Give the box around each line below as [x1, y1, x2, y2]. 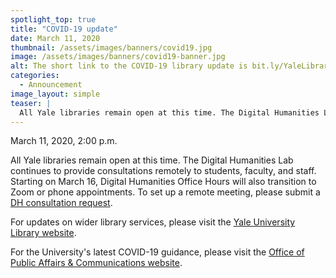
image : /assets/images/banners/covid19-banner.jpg [10, 52, 226, 62]
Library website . [10, 227, 77, 239]
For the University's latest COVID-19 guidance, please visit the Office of [10, 246, 305, 258]
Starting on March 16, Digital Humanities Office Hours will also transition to [10, 176, 317, 188]
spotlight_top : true [10, 14, 97, 25]
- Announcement [19, 80, 83, 90]
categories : [10, 71, 60, 81]
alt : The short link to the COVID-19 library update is [10, 61, 248, 71]
